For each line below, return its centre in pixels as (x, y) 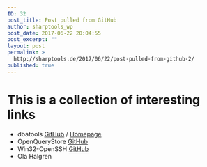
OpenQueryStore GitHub (53, 141)
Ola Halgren (34, 156)
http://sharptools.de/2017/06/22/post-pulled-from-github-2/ (104, 59)
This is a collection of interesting (104, 100)
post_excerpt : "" (32, 40)
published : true (31, 65)
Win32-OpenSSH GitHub (53, 149)
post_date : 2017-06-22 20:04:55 (54, 33)
